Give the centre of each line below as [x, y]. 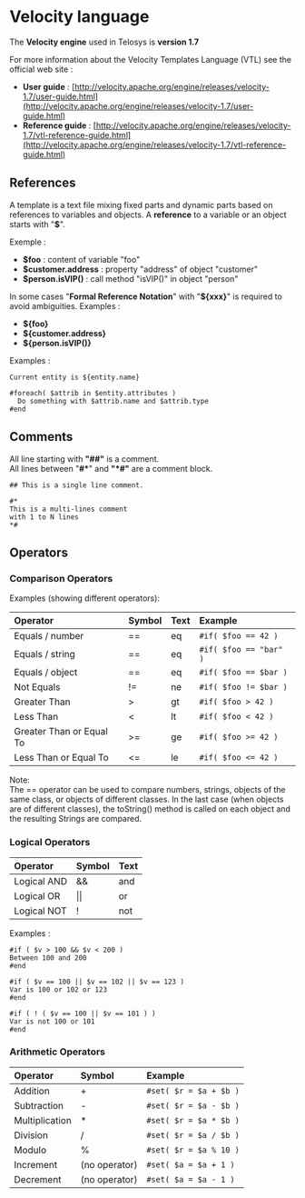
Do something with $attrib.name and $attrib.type [113, 401]
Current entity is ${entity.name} [75, 377]
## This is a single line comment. [77, 485]
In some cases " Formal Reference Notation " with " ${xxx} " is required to [146, 296]
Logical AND [41, 881]
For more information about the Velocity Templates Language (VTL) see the [151, 59]
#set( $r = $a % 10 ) [193, 1150]
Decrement [38, 1179]
